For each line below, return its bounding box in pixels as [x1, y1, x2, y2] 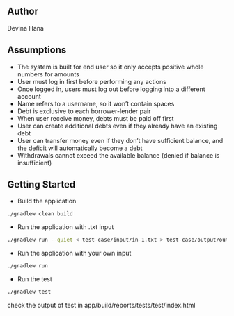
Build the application [17, 197, 77, 206]
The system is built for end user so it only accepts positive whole [17, 63, 204, 71]
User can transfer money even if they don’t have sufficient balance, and [17, 136, 224, 144]
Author [7, 6, 38, 17]
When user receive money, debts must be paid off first [17, 114, 174, 122]
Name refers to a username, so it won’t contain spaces [17, 99, 175, 108]
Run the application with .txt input [17, 223, 114, 231]
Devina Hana [7, 24, 44, 32]
